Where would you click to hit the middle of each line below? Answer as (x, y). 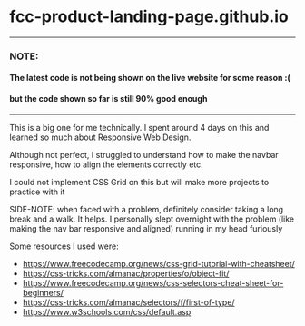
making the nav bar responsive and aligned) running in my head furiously (146, 228)
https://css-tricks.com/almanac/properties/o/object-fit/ (126, 273)
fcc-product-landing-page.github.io (149, 17)
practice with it (37, 192)
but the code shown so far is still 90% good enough (108, 99)
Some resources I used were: (64, 246)
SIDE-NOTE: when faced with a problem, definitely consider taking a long (147, 209)
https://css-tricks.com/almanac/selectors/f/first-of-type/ (128, 302)
